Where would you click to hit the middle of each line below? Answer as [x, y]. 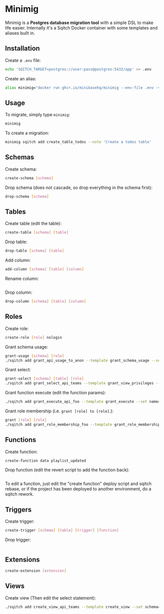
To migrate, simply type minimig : [38, 115]
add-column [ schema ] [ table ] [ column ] [44, 269]
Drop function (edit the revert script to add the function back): [67, 470]
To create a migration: [27, 133]
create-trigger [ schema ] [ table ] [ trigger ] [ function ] [62, 531]
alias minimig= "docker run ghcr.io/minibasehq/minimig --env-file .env [79, 88]
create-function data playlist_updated [46, 460]
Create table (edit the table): [33, 224]
